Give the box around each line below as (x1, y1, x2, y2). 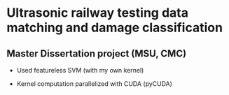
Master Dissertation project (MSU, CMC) (6, 47, 187, 59)
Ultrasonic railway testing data (6, 5, 188, 21)
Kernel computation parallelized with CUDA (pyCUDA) (16, 80, 173, 88)
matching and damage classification (6, 20, 223, 36)
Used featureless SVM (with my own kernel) (16, 66, 144, 74)
